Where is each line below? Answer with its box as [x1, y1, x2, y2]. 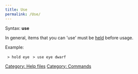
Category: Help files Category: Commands [5, 63, 92, 69]
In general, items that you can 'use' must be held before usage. [5, 35, 134, 41]
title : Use [5, 7, 28, 12]
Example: [5, 44, 24, 50]
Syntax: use [5, 25, 30, 31]
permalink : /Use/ [5, 12, 41, 17]
